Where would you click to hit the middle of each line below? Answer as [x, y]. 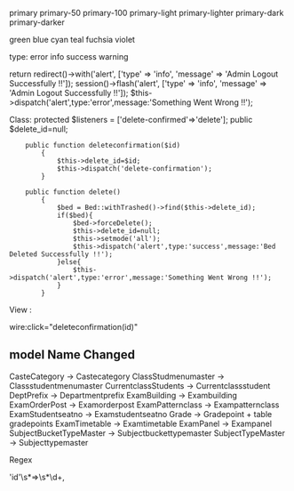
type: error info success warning [69, 56]
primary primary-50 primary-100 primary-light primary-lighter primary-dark [147, 13]
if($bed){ [75, 215]
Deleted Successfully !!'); [61, 254]
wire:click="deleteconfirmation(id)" [74, 327]
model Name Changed [72, 355]
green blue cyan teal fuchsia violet [72, 40]
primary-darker [37, 22]
